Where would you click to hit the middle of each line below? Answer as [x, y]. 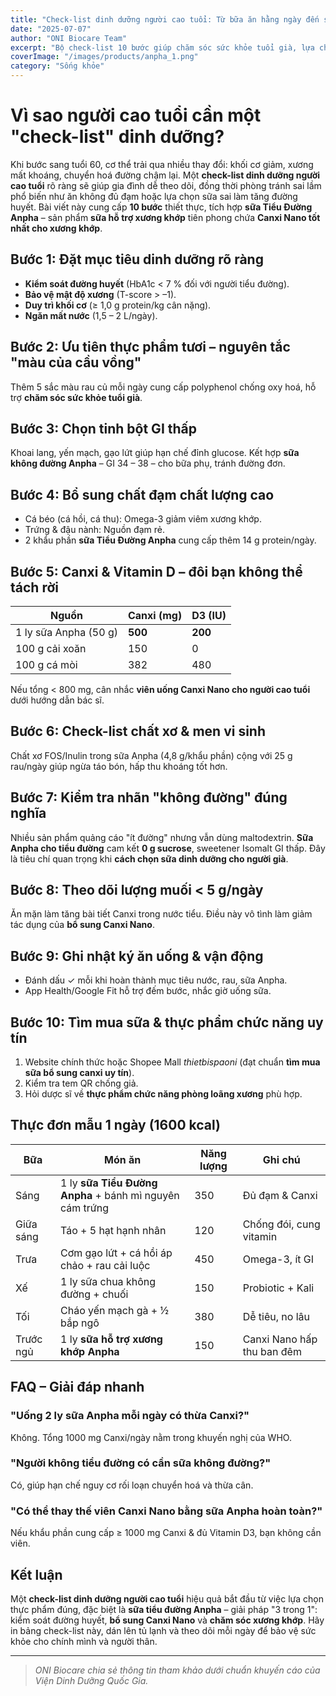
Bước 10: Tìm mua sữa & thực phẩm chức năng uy [167, 1022]
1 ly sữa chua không [108, 1281]
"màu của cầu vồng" [76, 362]
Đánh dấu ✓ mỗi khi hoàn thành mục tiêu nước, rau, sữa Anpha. [156, 980]
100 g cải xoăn [51, 648]
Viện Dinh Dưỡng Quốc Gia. [91, 1680]
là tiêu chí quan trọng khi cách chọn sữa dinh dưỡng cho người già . [149, 858]
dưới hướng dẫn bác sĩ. [57, 700]
